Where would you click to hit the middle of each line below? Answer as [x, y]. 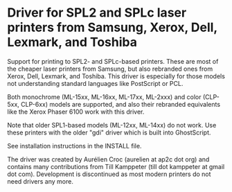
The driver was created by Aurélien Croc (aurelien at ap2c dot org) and [108, 159]
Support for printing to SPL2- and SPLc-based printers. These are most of [113, 61]
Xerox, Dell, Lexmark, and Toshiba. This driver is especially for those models [116, 76]
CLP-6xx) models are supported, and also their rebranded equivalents [120, 104]
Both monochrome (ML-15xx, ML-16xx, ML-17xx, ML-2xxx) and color [104, 97]
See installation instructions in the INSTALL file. [74, 146]
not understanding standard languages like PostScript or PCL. [95, 83]
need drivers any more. [41, 181]
